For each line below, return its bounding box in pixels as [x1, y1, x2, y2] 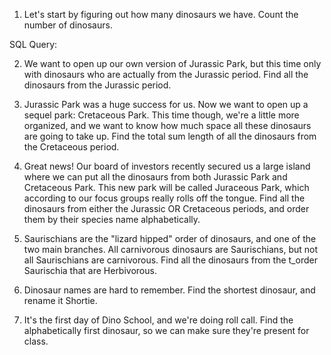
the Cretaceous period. [23, 141, 120, 153]
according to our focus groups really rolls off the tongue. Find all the [23, 192, 306, 204]
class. [23, 335, 49, 347]
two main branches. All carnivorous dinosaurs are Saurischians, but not [23, 244, 319, 255]
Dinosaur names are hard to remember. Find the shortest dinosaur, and [23, 284, 316, 296]
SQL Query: [9, 39, 58, 50]
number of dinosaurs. [23, 19, 113, 31]
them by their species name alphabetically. [23, 214, 201, 225]
